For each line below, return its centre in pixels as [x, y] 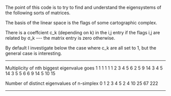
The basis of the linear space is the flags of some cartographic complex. [81, 23]
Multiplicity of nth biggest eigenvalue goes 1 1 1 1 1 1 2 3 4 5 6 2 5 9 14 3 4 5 [84, 68]
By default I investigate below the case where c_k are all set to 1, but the [81, 48]
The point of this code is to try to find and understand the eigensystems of [83, 7]
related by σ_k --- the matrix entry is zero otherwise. [60, 38]
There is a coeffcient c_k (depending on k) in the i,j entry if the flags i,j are [83, 32]
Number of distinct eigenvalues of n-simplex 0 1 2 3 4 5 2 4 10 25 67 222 [82, 83]
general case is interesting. [34, 53]
